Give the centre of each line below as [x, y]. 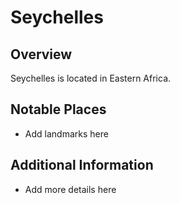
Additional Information [82, 165]
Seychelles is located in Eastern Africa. [91, 78]
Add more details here [70, 189]
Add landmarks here [66, 133]
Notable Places [58, 109]
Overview [41, 54]
